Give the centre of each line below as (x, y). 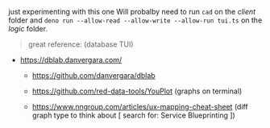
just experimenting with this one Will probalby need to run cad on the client (132, 12)
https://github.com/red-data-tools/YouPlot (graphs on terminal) (137, 91)
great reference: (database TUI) (81, 44)
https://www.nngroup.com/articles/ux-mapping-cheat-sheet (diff (140, 107)
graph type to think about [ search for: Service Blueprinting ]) (133, 115)
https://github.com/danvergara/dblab (93, 75)
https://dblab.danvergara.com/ (71, 60)
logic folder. (28, 29)
